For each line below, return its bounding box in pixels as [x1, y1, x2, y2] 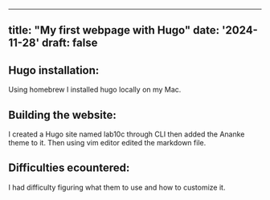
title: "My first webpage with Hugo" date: [8, 23, 220, 37]
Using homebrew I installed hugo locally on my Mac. [8, 85, 182, 95]
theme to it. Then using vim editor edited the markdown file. [8, 138, 207, 148]
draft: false [41, 36, 98, 50]
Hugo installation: [8, 63, 100, 77]
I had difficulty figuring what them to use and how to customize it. [8, 182, 226, 192]
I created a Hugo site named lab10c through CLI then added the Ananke [8, 129, 245, 139]
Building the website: [8, 108, 117, 121]
